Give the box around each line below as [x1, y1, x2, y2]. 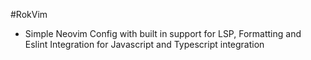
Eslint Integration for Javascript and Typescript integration [24, 39, 265, 50]
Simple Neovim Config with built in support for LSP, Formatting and [24, 28, 302, 39]
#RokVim [10, 9, 48, 20]
